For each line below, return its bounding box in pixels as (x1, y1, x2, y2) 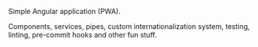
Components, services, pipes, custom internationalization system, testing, (8, 22, 250, 31)
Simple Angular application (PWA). (8, 7, 121, 16)
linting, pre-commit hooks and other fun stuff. (8, 31, 157, 39)
